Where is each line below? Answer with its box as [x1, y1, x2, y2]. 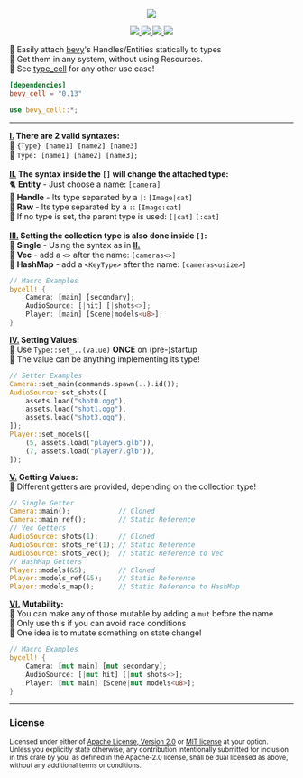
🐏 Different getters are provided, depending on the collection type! [9, 481, 257, 492]
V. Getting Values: [9, 471, 78, 482]
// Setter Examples [9, 371, 83, 380]
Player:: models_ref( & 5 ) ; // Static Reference [9, 574, 196, 583]
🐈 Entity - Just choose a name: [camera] [9, 179, 161, 190]
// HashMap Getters [9, 557, 83, 566]
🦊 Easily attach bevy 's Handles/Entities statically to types [9, 44, 222, 54]
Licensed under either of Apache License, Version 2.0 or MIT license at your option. [9, 736, 269, 746]
